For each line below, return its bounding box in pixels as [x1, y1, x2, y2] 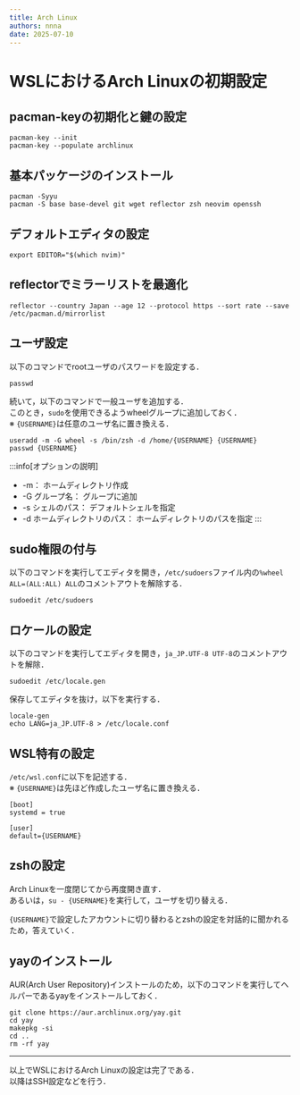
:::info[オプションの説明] [9, 460, 99, 471]
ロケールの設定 [9, 622, 92, 637]
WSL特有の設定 [9, 745, 96, 761]
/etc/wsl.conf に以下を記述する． [9, 771, 132, 782]
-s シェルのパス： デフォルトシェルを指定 [21, 501, 176, 512]
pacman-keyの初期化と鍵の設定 [9, 109, 187, 124]
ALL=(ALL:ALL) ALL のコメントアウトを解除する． [9, 578, 187, 589]
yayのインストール [9, 954, 112, 969]
